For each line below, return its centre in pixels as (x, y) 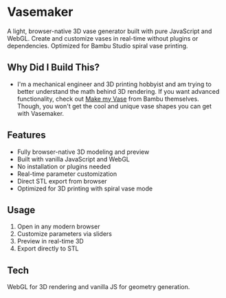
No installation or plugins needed (64, 166)
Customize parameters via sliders (64, 234)
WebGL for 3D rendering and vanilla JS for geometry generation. (99, 287)
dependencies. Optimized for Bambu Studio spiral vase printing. (98, 46)
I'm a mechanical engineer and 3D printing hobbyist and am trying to (114, 84)
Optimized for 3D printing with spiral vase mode (85, 188)
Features (26, 135)
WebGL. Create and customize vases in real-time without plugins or (103, 38)
